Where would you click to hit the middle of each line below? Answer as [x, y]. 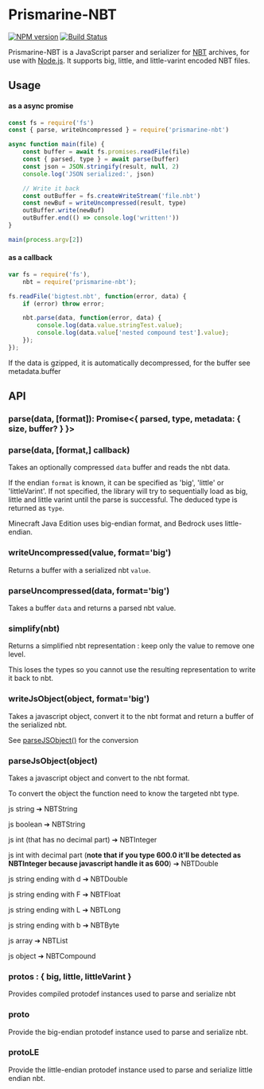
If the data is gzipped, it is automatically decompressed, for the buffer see [129, 363]
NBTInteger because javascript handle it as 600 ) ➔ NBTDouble [113, 863]
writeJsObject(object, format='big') [79, 699]
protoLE [24, 1052]
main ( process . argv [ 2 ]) [46, 239]
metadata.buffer [35, 371]
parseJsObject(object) [53, 760]
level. [17, 655]
